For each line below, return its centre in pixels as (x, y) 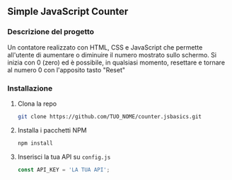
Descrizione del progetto (51, 32)
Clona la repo (37, 103)
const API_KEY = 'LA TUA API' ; (64, 169)
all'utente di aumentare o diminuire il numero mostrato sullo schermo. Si (112, 55)
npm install (35, 143)
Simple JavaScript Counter (68, 12)
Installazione (30, 88)
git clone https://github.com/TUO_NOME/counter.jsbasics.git (110, 116)
